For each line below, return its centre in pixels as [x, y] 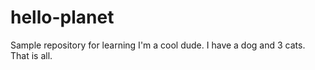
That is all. [31, 55]
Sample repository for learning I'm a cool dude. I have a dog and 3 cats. [158, 45]
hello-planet [62, 17]
